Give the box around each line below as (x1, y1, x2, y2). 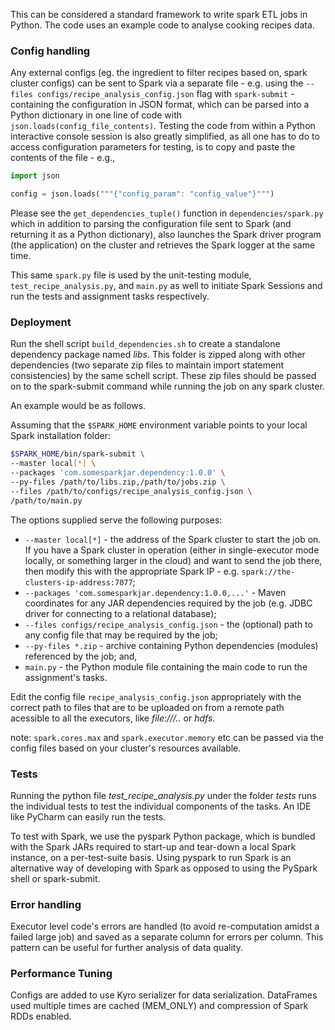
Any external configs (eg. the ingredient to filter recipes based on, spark (10, 67, 308, 79)
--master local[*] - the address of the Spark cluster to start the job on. (24, 533, 322, 545)
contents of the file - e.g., (10, 152, 116, 164)
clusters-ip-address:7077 (24, 577, 133, 588)
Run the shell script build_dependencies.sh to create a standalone (10, 338, 281, 350)
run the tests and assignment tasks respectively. (10, 290, 210, 303)
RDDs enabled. (10, 1010, 72, 1023)
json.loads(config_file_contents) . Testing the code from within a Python (10, 120, 316, 132)
